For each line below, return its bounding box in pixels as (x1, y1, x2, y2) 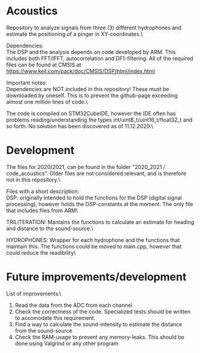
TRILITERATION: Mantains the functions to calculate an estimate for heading (6, 218, 195, 225)
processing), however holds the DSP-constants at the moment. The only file (6, 200, 193, 207)
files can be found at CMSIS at (6, 61, 81, 68)
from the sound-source (14, 327, 73, 334)
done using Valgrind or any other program (14, 340, 119, 347)
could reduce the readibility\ (6, 249, 76, 256)
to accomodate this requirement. (14, 314, 96, 321)
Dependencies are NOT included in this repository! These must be (6, 85, 169, 92)
